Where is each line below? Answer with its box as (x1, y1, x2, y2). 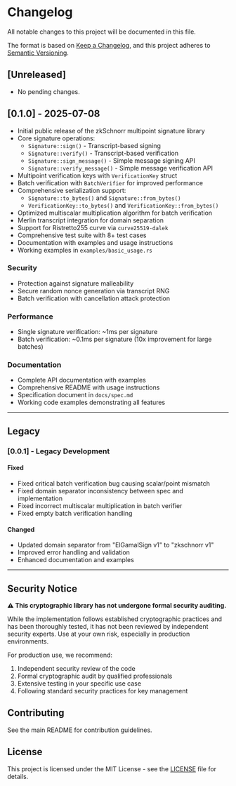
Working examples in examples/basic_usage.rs (17, 246, 152, 254)
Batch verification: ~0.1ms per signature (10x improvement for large (17, 335, 212, 344)
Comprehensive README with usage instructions (17, 383, 160, 392)
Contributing (7, 707, 65, 719)
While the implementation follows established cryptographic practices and (7, 615, 223, 623)
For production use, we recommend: (7, 651, 113, 659)
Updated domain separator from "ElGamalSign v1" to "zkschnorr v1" (17, 541, 214, 549)
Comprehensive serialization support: (17, 186, 126, 194)
